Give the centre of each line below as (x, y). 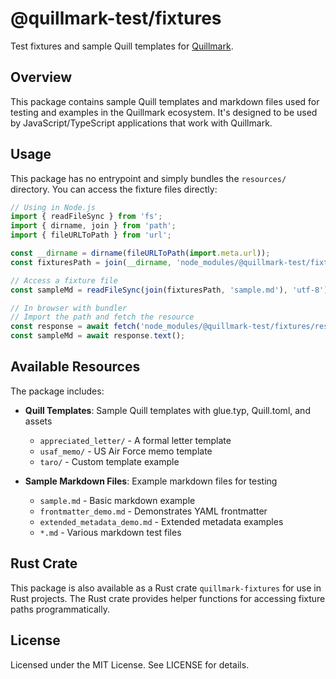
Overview (41, 77)
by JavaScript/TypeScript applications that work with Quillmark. (141, 123)
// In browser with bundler (69, 308)
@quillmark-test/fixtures (116, 18)
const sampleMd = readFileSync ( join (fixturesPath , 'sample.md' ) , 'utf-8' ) (169, 290)
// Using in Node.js (53, 207)
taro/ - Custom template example (109, 461)
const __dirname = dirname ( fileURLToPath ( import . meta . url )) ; (140, 253)
